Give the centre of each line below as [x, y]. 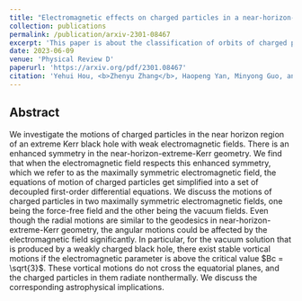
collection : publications [58, 26]
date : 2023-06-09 [42, 51]
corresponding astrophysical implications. [87, 287]
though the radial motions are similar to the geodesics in [113, 220]
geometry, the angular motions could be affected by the [164, 229]
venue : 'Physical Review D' [62, 59]
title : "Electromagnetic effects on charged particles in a [124, 18]
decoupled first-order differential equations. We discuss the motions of [141, 191]
